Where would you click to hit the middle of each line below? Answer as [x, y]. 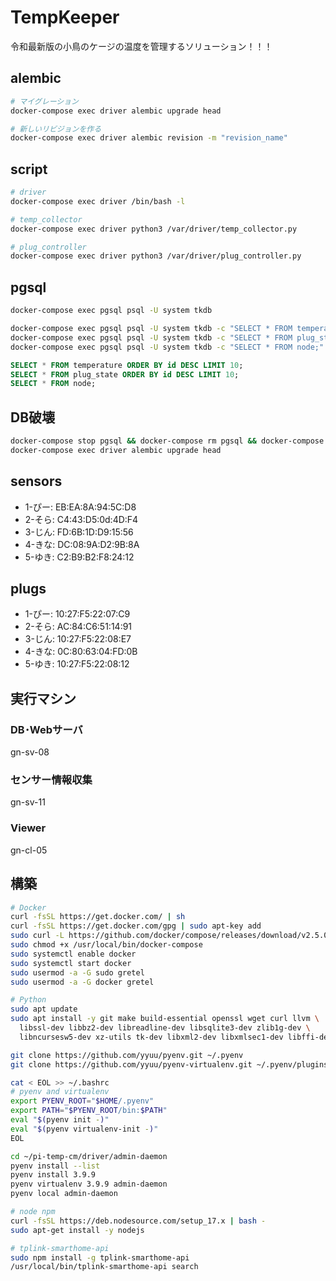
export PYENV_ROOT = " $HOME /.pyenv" [82, 1101]
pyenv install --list [55, 1166]
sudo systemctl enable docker [73, 954]
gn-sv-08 [30, 752]
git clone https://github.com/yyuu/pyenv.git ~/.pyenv [127, 1055]
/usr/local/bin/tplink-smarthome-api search [104, 1267]
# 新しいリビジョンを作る [56, 129]
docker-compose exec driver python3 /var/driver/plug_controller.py [156, 256]
